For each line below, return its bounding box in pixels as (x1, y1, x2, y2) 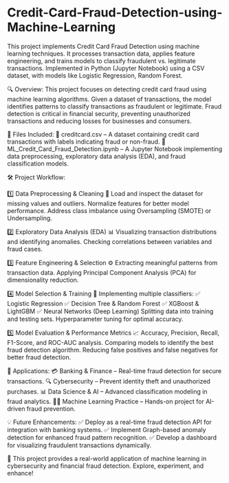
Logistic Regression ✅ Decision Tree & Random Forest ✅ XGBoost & (7, 299, 199, 307)
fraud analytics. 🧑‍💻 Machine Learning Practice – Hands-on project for (7, 397, 204, 405)
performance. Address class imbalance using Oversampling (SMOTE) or (7, 206, 212, 214)
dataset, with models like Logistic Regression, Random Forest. (7, 71, 183, 80)
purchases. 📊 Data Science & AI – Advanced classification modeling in (7, 387, 208, 396)
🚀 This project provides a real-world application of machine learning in (7, 454, 207, 462)
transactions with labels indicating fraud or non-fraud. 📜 (7, 137, 166, 146)
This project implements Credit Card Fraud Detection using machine (7, 42, 200, 50)
